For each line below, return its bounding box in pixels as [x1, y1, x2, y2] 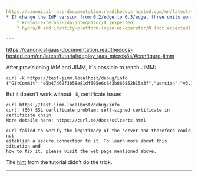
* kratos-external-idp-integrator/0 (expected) [16, 19, 136, 25]
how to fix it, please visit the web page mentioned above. [6, 148, 157, 155]
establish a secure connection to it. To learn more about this [6, 138, 167, 144]
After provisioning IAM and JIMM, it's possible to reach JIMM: [6, 64, 156, 71]
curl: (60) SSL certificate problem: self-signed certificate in [6, 107, 170, 113]
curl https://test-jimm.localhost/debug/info [6, 102, 120, 108]
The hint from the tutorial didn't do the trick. [6, 159, 113, 166]
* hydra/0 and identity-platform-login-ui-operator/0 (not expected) [16, 25, 192, 31]
